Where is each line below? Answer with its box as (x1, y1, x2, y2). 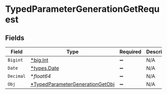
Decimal (7, 73, 26, 79)
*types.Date (30, 65, 60, 71)
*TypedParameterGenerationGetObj (30, 81, 115, 88)
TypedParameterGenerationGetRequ (5, 3, 160, 15)
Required (119, 48, 142, 55)
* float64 (30, 73, 51, 80)
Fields (5, 34, 25, 42)
